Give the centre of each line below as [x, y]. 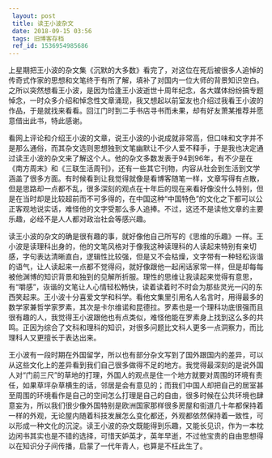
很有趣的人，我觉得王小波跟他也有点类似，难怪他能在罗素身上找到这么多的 [132, 318]
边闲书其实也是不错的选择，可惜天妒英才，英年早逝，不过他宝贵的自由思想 [132, 436]
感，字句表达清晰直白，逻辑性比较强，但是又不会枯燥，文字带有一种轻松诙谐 [136, 257]
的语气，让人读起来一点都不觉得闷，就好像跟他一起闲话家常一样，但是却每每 [136, 267]
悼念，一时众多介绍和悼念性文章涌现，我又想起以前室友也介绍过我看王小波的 [136, 101]
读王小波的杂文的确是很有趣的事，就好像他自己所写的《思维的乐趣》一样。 [132, 237]
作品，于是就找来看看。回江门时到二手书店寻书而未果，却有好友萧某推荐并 [132, 111]
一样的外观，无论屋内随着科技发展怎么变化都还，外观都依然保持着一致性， [132, 416]
